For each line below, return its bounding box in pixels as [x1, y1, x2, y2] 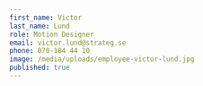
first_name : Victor [9, 13, 83, 22]
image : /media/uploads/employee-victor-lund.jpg [9, 55, 195, 64]
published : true [9, 64, 70, 73]
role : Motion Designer [9, 30, 94, 39]
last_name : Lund [9, 21, 70, 30]
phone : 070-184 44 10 [9, 47, 91, 56]
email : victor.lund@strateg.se [9, 38, 127, 47]
